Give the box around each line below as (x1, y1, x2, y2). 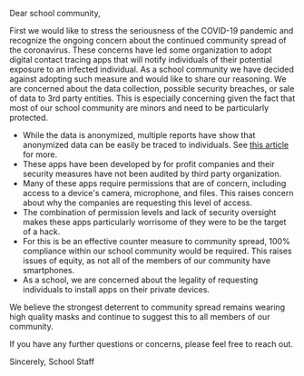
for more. (22, 149, 58, 160)
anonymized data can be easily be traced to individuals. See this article (22, 140, 289, 150)
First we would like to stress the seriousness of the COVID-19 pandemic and (9, 25, 294, 35)
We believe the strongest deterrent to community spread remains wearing (9, 302, 286, 312)
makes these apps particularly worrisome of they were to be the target (22, 217, 287, 227)
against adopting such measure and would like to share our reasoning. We (9, 74, 287, 84)
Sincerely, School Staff (9, 356, 95, 367)
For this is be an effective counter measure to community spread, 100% (22, 236, 290, 246)
